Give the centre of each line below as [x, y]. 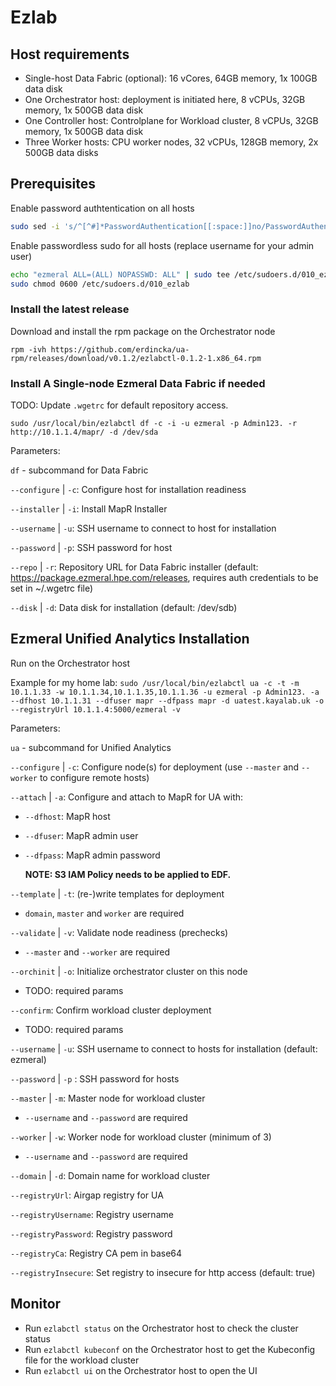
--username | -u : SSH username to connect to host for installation [143, 528]
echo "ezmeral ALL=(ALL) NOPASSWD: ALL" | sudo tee [120, 274]
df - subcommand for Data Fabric [79, 470]
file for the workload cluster [82, 1360]
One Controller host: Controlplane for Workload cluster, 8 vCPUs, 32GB [171, 120]
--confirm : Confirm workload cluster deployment [111, 1010]
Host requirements [70, 54]
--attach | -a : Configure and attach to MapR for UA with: [127, 797]
